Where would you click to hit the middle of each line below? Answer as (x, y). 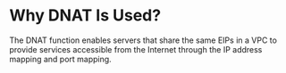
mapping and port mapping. (60, 59)
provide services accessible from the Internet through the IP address (136, 49)
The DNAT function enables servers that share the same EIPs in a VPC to (143, 40)
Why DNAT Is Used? (85, 16)
